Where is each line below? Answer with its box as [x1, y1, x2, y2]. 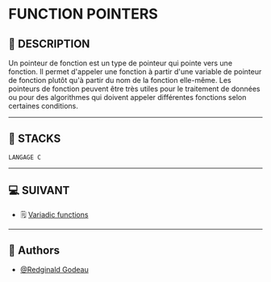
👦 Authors [8, 243, 60, 258]
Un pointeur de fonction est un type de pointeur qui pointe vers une [8, 58, 232, 68]
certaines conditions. [8, 102, 78, 110]
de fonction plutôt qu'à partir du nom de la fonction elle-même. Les [8, 76, 231, 85]
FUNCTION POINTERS [8, 5, 159, 23]
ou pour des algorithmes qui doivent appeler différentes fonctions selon [8, 93, 247, 102]
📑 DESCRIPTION [8, 37, 90, 51]
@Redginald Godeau [19, 265, 89, 275]
